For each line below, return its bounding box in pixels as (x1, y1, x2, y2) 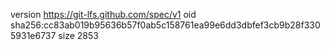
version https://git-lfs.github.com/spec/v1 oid (10, 9, 197, 20)
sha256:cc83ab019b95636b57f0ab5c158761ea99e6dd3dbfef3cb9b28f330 (10, 19, 321, 31)
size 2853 (58, 30, 99, 41)
